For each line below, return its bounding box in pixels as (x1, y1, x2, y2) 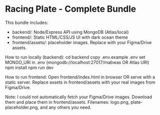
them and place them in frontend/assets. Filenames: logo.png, (5, 99, 130, 105)
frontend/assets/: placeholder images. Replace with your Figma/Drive (12, 39, 152, 45)
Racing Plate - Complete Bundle (5, 3, 137, 15)
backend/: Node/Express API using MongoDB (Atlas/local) (12, 29, 129, 35)
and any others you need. (40, 104, 92, 110)
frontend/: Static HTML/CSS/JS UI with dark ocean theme (12, 34, 128, 40)
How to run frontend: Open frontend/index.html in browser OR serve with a (5, 74, 155, 80)
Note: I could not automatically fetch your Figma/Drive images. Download (5, 94, 152, 100)
